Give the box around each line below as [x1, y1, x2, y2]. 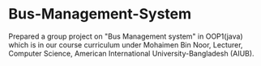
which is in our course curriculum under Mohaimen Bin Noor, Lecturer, [8, 39, 243, 49]
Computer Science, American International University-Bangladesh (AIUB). [8, 48, 255, 58]
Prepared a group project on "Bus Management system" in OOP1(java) [8, 31, 243, 41]
